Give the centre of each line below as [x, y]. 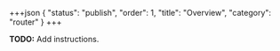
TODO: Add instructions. [54, 39]
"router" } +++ [36, 22]
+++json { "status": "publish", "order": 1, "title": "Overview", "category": [140, 13]
